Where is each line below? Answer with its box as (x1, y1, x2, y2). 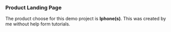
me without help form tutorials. (5, 21, 70, 27)
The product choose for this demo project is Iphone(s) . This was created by (5, 16, 166, 22)
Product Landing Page (5, 4, 62, 11)
